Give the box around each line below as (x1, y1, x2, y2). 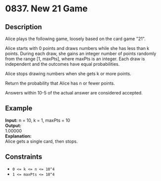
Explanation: (5, 133, 32, 139)
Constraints (5, 153, 42, 161)
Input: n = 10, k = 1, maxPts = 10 (5, 117, 71, 123)
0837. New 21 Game (5, 3, 88, 14)
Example (5, 104, 33, 113)
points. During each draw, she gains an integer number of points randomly (5, 50, 157, 56)
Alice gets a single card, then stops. (5, 138, 78, 144)
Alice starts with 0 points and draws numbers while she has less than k (5, 45, 150, 51)
